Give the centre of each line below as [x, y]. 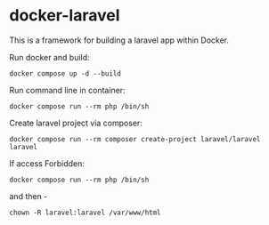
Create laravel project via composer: [76, 123]
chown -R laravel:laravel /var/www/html [86, 213]
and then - [29, 196]
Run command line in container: [68, 90]
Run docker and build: [50, 57]
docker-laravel [65, 16]
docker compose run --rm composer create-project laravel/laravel [135, 139]
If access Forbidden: [47, 163]
